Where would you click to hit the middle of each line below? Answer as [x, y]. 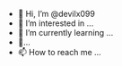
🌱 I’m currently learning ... [65, 33]
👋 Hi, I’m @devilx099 [57, 14]
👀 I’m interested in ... [56, 23]
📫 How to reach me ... [59, 52]
